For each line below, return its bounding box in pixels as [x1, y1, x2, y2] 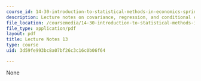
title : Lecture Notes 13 [6, 36, 68, 42]
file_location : [6, 20, 44, 26]
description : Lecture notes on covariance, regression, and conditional [6, 14, 191, 20]
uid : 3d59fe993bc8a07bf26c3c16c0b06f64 [6, 48, 106, 54]
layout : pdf [6, 31, 36, 37]
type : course [6, 42, 39, 48]
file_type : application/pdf [6, 25, 77, 32]
